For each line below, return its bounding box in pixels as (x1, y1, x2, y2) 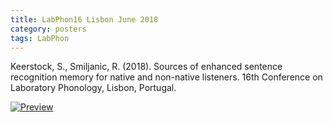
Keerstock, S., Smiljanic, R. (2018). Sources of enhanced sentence (10, 61, 283, 73)
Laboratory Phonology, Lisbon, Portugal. (10, 82, 177, 94)
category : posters (10, 24, 87, 34)
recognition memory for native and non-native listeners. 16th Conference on (10, 71, 323, 83)
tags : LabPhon (10, 33, 70, 43)
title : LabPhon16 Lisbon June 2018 (10, 14, 159, 25)
